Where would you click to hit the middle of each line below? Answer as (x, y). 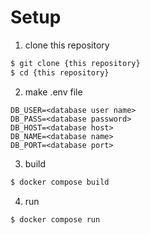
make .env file (53, 92)
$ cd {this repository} (60, 72)
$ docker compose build (60, 182)
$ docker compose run (55, 219)
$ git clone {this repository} (75, 63)
